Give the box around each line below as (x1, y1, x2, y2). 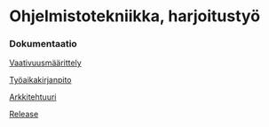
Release (9, 108, 39, 120)
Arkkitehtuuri (9, 92, 57, 102)
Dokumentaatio (9, 38, 77, 50)
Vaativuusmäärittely (9, 57, 82, 68)
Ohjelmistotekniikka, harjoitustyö (9, 6, 260, 26)
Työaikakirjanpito (9, 75, 72, 86)
